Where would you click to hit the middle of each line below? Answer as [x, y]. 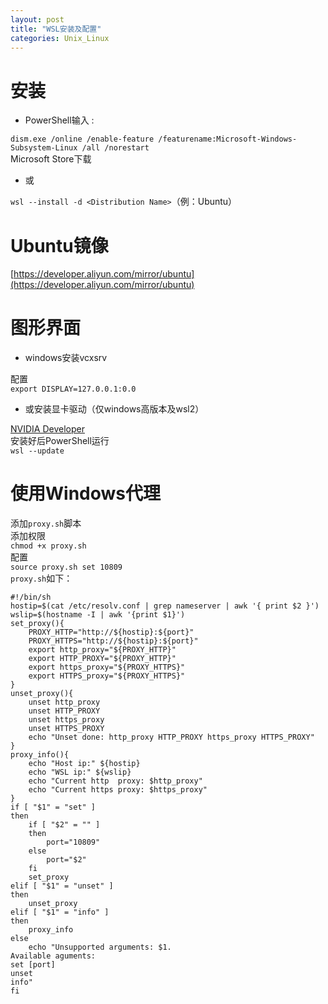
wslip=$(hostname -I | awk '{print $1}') [98, 615]
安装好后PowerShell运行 [60, 441]
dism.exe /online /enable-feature [82, 139]
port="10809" [73, 842]
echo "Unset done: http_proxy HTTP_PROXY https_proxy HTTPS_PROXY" [171, 737]
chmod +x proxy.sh [48, 546]
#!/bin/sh [31, 597]
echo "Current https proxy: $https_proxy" [118, 790]
